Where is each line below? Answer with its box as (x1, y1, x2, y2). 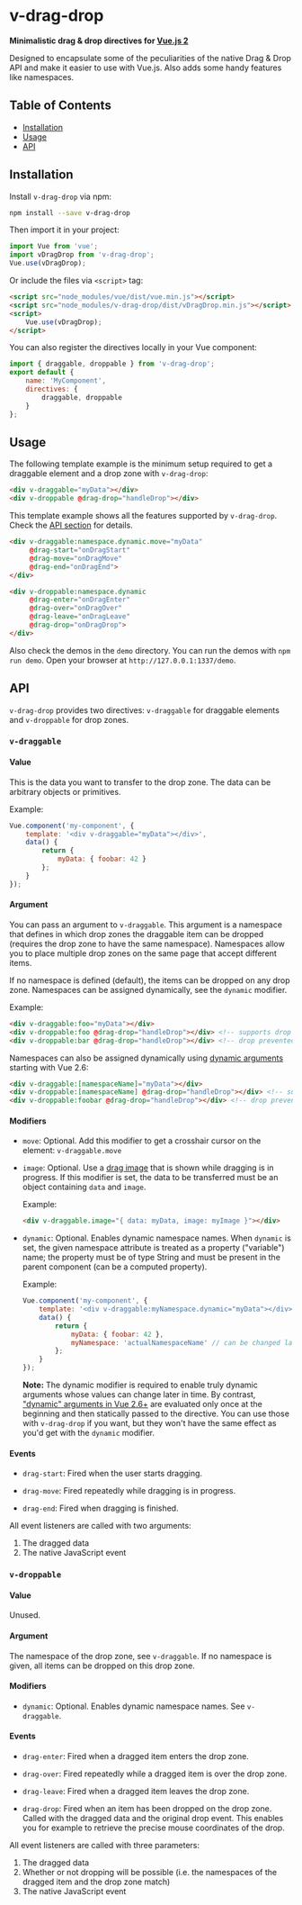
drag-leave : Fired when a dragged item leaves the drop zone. (22, 1786, 250, 1797)
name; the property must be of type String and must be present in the (22, 1252, 281, 1263)
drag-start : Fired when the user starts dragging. (22, 1468, 203, 1479)
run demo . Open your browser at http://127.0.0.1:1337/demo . (9, 655, 236, 665)
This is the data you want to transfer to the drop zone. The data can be (9, 776, 271, 788)
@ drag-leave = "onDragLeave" (29, 612, 130, 621)
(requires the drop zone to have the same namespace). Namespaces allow (9, 938, 285, 949)
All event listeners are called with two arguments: (9, 1521, 191, 1531)
